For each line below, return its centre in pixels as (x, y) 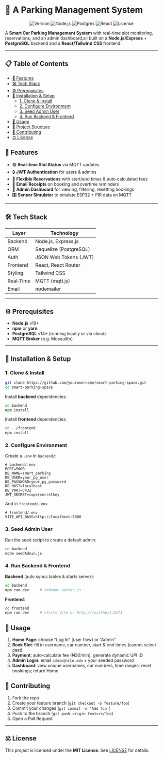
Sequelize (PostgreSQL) (63, 249)
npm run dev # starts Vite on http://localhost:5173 (64, 613)
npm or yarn (25, 328)
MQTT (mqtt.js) (53, 281)
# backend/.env (20, 465)
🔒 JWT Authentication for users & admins (54, 172)
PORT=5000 (15, 469)
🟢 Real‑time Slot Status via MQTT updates (56, 164)
